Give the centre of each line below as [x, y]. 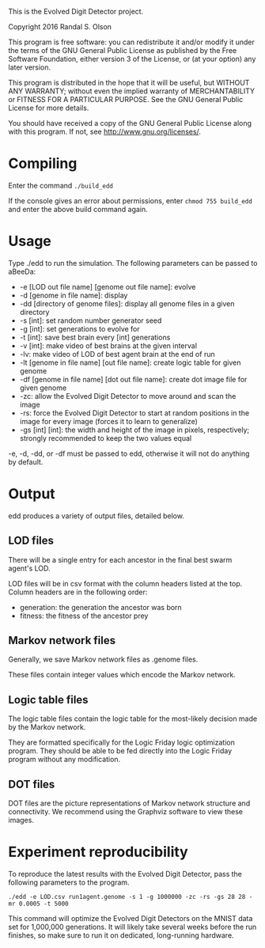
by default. [26, 461]
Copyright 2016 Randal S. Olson [60, 27]
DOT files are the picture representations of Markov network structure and [129, 803]
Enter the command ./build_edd [61, 185]
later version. [30, 67]
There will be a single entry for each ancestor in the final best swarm [120, 559]
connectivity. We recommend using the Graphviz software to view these [126, 812]
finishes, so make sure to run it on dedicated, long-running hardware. [121, 935]
